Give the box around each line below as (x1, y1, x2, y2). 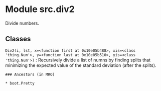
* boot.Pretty (5, 80, 35, 86)
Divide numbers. (5, 20, 39, 26)
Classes (5, 35, 31, 43)
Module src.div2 (5, 4, 75, 15)
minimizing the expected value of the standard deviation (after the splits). (5, 62, 156, 68)
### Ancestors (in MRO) (5, 72, 55, 77)
